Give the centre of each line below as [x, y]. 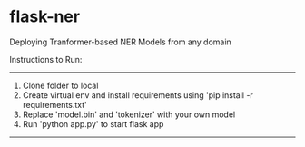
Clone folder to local [60, 85]
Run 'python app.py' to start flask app [93, 123]
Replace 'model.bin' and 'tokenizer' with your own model [129, 114]
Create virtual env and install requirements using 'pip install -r [138, 95]
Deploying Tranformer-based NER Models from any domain [120, 42]
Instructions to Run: [46, 59]
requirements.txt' [55, 104]
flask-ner [44, 17]
